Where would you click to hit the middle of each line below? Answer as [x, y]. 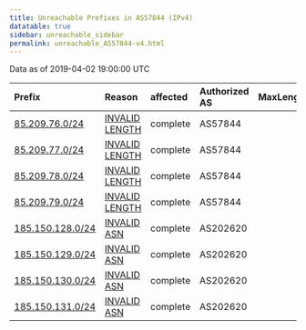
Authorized [224, 92]
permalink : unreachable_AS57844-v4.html [87, 43]
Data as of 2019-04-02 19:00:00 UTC [80, 69]
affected [169, 97]
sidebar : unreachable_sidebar [67, 35]
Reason [121, 97]
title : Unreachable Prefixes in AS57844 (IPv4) [102, 18]
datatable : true [40, 26]
